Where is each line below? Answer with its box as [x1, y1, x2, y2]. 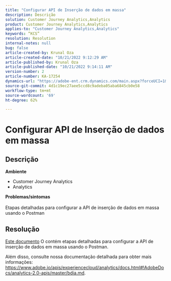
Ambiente [5, 169, 27, 175]
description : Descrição [5, 12, 56, 17]
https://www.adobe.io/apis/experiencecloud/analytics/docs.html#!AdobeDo [5, 265, 164, 271]
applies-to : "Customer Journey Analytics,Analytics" [5, 27, 120, 32]
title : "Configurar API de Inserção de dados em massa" [5, 7, 126, 13]
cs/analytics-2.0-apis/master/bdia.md [5, 270, 85, 276]
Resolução [5, 225, 40, 234]
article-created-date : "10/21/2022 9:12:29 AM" [5, 55, 108, 60]
